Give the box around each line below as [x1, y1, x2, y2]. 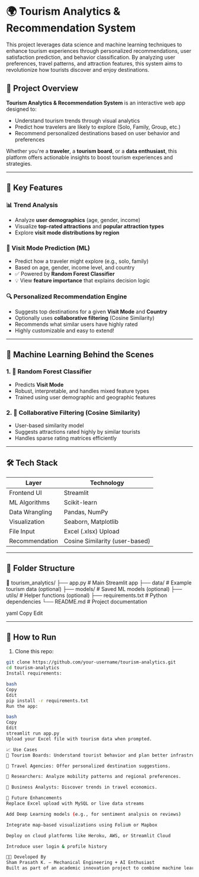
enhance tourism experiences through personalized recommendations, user [6, 47, 191, 54]
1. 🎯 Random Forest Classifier [6, 367, 92, 376]
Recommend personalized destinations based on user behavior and [14, 129, 180, 136]
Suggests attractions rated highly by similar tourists [14, 428, 140, 436]
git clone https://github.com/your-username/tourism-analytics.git [6, 659, 176, 665]
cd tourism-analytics [6, 665, 60, 671]
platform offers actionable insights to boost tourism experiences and [6, 154, 174, 161]
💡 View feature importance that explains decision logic [14, 277, 150, 284]
